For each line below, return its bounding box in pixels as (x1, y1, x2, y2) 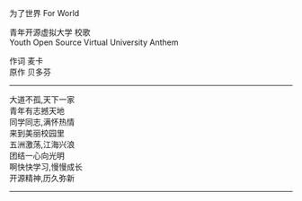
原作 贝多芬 (9, 66, 51, 77)
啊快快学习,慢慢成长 (9, 162, 84, 172)
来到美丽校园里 (9, 128, 65, 138)
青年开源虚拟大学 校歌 (9, 27, 91, 38)
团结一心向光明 (9, 151, 65, 161)
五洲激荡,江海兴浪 (9, 139, 75, 150)
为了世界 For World (9, 8, 80, 18)
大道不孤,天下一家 (9, 94, 75, 105)
